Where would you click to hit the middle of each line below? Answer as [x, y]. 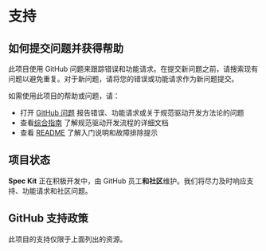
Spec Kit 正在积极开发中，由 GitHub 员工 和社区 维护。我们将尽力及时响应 [127, 181]
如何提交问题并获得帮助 [66, 48]
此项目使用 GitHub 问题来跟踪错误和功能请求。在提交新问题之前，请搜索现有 [133, 69]
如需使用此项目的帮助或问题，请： [64, 96]
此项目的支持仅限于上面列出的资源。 [68, 239]
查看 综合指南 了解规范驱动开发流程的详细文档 [94, 123]
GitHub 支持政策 [49, 219]
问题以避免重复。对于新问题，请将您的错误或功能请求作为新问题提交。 [123, 79]
